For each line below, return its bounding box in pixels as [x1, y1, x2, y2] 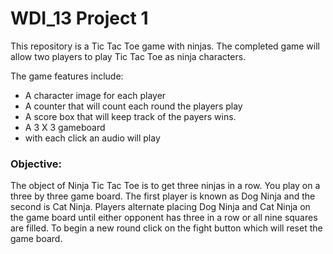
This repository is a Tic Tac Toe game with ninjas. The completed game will [10, 40, 320, 52]
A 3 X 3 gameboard [24, 121, 106, 133]
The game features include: [10, 70, 124, 82]
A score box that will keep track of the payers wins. [24, 110, 237, 122]
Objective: [10, 157, 62, 171]
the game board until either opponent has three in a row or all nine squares [10, 212, 318, 224]
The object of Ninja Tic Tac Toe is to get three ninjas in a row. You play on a [10, 180, 321, 192]
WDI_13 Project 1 [10, 7, 149, 30]
